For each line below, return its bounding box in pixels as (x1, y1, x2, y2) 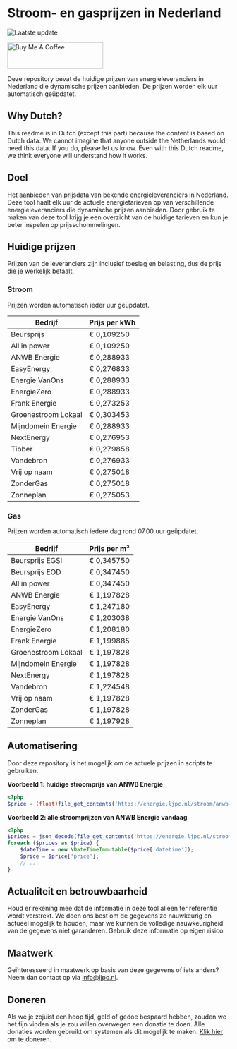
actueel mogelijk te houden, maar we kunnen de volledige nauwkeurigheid (7, 919, 224, 928)
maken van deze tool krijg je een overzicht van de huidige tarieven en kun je (7, 213, 229, 222)
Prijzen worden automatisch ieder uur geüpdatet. (7, 301, 150, 309)
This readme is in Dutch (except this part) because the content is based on (7, 128, 224, 137)
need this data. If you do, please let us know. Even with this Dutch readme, (7, 143, 224, 152)
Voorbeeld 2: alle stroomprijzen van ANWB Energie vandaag (7, 813, 188, 821)
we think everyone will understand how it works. (7, 151, 148, 159)
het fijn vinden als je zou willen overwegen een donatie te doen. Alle (7, 1020, 205, 1029)
